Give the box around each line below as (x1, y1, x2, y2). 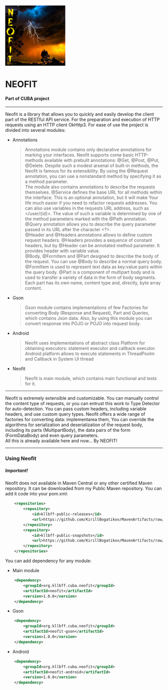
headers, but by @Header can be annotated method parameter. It (24, 243, 160, 249)
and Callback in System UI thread (24, 356, 94, 362)
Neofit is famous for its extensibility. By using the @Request (24, 168, 148, 174)
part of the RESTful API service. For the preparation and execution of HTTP (5, 116, 160, 123)
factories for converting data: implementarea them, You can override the (5, 417, 154, 423)
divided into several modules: (5, 127, 66, 133)
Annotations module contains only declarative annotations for (24, 146, 152, 153)
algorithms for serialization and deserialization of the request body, (5, 422, 143, 428)
